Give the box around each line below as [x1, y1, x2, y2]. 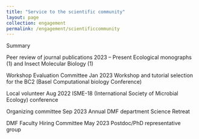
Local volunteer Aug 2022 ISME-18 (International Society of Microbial [6, 90, 178, 97]
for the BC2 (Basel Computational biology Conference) [6, 78, 142, 85]
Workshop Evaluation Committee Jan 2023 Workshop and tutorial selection [6, 72, 194, 79]
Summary [6, 42, 31, 49]
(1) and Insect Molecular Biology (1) [6, 60, 93, 67]
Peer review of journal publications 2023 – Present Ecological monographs [6, 54, 192, 61]
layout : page [6, 14, 39, 20]
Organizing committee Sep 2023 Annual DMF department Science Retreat [6, 108, 190, 115]
